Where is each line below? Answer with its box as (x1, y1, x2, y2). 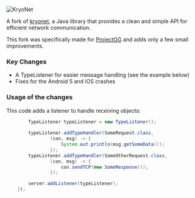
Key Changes (6, 57, 47, 66)
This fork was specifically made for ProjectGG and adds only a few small (6, 36, 189, 43)
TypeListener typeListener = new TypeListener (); (28, 119, 157, 125)
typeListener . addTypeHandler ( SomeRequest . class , (28, 130, 154, 136)
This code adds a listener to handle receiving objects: (6, 107, 141, 114)
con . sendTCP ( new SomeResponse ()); (60, 164, 149, 170)
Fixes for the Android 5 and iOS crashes (15, 78, 116, 85)
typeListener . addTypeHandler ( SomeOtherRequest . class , (28, 152, 168, 158)
